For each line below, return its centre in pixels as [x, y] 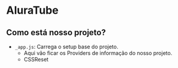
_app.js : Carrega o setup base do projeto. [66, 47]
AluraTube [32, 10]
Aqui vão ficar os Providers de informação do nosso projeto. [98, 53]
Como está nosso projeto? [56, 33]
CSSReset [36, 59]
